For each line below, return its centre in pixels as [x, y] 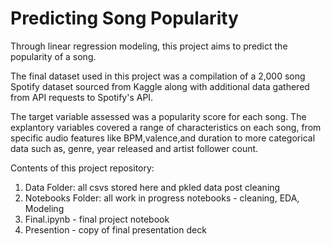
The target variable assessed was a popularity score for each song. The [158, 116]
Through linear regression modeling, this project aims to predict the [149, 46]
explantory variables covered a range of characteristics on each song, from [166, 127]
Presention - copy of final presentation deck [115, 229]
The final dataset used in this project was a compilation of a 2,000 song [158, 76]
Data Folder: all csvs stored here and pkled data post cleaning [152, 187]
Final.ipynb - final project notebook [97, 219]
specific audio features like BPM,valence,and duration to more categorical [163, 138]
